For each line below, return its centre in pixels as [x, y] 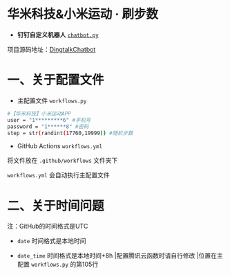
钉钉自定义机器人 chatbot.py [58, 35]
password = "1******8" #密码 [48, 126]
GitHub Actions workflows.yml [60, 146]
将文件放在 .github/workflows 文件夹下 [63, 161]
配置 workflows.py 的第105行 [58, 265]
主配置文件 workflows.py [52, 100]
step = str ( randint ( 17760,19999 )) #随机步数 [70, 133]
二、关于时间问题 [56, 206]
